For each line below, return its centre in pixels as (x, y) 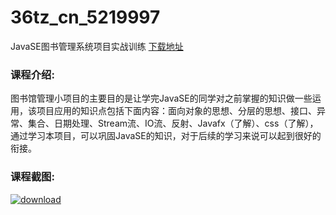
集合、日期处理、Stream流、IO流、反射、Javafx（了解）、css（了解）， (173, 123)
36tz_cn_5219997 (85, 17)
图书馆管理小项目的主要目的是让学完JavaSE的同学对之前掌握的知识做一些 (161, 98)
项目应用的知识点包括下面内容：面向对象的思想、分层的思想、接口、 (176, 111)
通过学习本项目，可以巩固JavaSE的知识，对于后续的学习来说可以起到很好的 (166, 136)
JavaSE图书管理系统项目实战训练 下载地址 (97, 46)
